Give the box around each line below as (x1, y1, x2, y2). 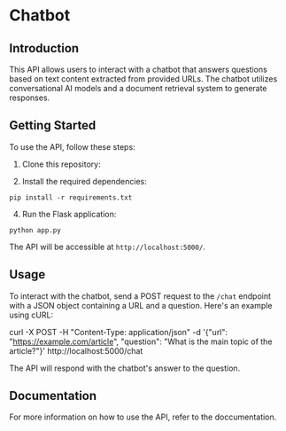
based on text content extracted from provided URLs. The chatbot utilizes (9, 74, 278, 84)
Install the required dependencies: (21, 176, 148, 186)
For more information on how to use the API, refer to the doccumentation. (9, 411, 277, 422)
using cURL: (9, 310, 54, 320)
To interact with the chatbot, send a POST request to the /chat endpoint (9, 290, 272, 302)
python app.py (9, 225, 62, 235)
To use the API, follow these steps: (9, 141, 135, 152)
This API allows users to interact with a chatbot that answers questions (9, 64, 267, 74)
